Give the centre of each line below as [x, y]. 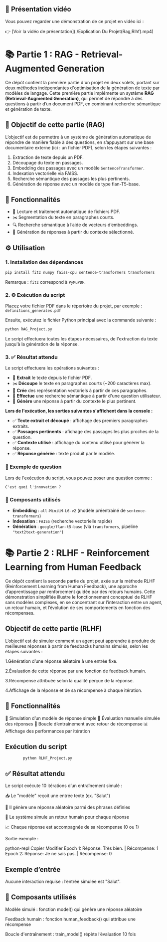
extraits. [21, 426]
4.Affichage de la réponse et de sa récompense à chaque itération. [74, 690]
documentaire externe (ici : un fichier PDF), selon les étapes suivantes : [79, 147]
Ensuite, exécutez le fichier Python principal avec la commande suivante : [81, 320]
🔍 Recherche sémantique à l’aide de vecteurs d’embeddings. [75, 225]
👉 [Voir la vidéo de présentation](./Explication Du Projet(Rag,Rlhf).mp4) [79, 31]
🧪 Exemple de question [33, 467]
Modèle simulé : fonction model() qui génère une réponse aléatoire [74, 909]
